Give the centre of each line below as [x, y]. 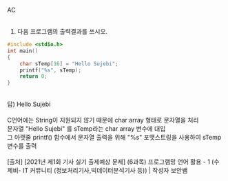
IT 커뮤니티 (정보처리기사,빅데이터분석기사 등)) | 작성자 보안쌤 [105, 171]
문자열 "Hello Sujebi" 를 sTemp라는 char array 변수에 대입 [86, 129]
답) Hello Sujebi [29, 104]
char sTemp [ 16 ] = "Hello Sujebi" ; [69, 64]
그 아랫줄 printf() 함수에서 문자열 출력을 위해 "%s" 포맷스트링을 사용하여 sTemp [114, 138]
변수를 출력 [22, 146]
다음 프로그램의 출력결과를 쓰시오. [62, 31]
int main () [23, 51]
